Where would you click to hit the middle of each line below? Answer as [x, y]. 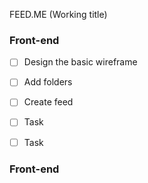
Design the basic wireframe [80, 62]
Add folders [48, 82]
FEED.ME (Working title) [58, 14]
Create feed [48, 102]
